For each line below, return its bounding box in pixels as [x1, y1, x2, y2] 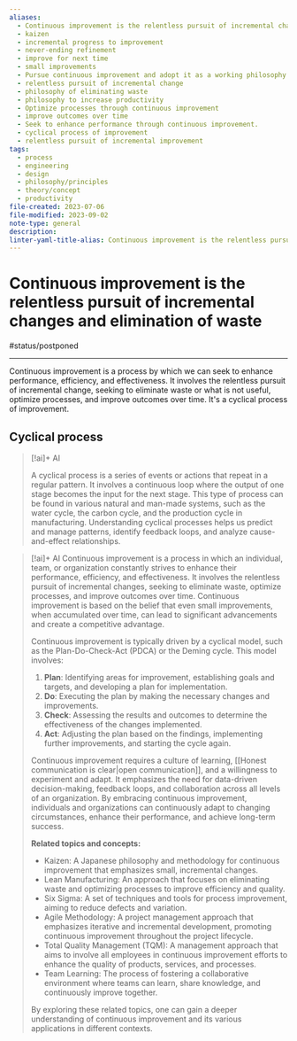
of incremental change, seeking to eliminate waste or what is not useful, [9, 385, 271, 395]
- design [17, 169, 49, 178]
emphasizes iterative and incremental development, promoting [43, 921, 272, 931]
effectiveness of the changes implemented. [43, 719, 202, 729]
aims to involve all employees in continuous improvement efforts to [43, 950, 288, 959]
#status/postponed [9, 340, 79, 351]
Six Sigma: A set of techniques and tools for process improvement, [43, 893, 287, 904]
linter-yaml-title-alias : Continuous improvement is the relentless [9, 236, 267, 245]
